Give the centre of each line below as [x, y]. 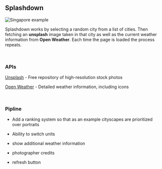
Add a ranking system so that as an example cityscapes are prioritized [82, 119]
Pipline [13, 109]
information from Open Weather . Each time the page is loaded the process [80, 39]
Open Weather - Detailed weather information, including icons [67, 87]
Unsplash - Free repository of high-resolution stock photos [64, 77]
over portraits [26, 125]
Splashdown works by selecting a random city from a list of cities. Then [76, 29]
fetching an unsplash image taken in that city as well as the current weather [81, 34]
